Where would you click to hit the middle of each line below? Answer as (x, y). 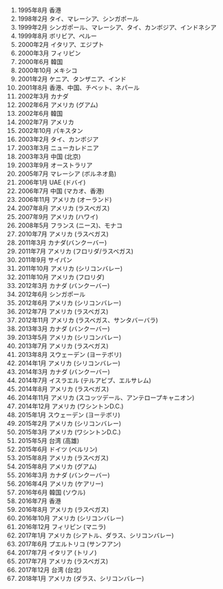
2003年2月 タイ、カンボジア (58, 139)
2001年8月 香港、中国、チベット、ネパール (79, 87)
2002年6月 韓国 (40, 113)
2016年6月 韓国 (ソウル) (52, 492)
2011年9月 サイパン (45, 260)
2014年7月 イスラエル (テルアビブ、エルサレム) (84, 380)
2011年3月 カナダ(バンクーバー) (62, 242)
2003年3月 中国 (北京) (49, 156)
